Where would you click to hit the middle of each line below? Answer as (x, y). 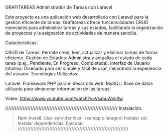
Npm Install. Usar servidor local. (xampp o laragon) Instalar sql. (83, 118)
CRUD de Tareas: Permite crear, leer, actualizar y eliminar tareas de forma (81, 52)
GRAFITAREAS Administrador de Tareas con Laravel (59, 7)
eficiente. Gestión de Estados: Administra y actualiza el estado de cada (78, 58)
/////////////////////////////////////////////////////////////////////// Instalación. (74, 108)
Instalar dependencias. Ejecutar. (51, 123)
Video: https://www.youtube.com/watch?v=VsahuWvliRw (64, 98)
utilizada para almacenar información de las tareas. (58, 89)
